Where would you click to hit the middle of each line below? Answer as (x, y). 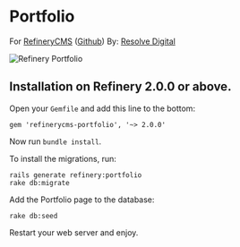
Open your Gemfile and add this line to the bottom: (102, 108)
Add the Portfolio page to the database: (82, 200)
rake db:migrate (39, 183)
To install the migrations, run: (63, 158)
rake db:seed (34, 216)
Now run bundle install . (56, 141)
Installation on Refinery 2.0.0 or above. (120, 87)
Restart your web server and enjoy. (74, 232)
